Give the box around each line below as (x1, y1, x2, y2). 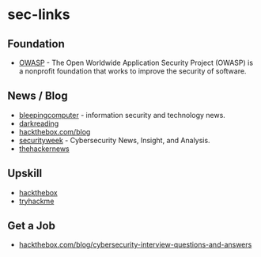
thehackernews (18, 144, 70, 153)
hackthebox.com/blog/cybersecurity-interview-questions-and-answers (18, 240, 252, 250)
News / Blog (7, 89, 68, 103)
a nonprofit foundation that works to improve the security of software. (18, 66, 247, 76)
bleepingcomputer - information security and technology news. (18, 110, 226, 119)
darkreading (18, 119, 59, 128)
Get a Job (7, 219, 56, 232)
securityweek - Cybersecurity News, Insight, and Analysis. (18, 135, 210, 145)
